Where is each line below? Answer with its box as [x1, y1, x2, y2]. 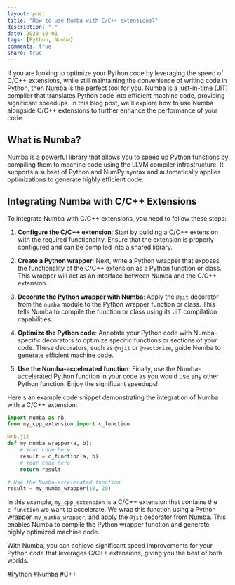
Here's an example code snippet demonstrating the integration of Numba [7, 393, 219, 401]
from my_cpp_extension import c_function [7, 420, 130, 427]
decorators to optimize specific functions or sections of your [41, 335, 217, 345]
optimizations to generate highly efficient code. [7, 175, 144, 184]
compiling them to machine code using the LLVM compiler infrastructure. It [7, 160, 224, 169]
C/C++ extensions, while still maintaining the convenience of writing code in [7, 76, 227, 84]
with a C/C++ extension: [7, 400, 78, 409]
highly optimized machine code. [7, 528, 100, 536]
